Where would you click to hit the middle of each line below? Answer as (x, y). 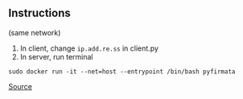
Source (20, 86)
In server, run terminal (56, 56)
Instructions (39, 13)
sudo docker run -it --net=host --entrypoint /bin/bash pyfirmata (122, 72)
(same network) (35, 32)
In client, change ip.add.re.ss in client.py (89, 48)
